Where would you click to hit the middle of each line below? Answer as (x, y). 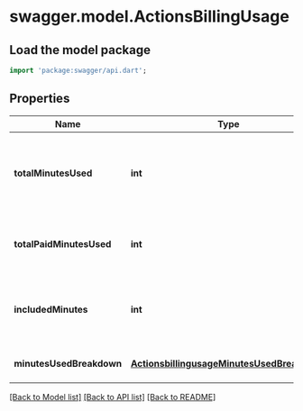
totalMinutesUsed (53, 173)
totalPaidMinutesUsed (63, 243)
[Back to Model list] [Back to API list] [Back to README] (113, 397)
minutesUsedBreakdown (68, 363)
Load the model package (80, 50)
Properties (40, 99)
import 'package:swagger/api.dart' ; (78, 70)
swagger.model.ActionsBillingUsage (150, 17)
